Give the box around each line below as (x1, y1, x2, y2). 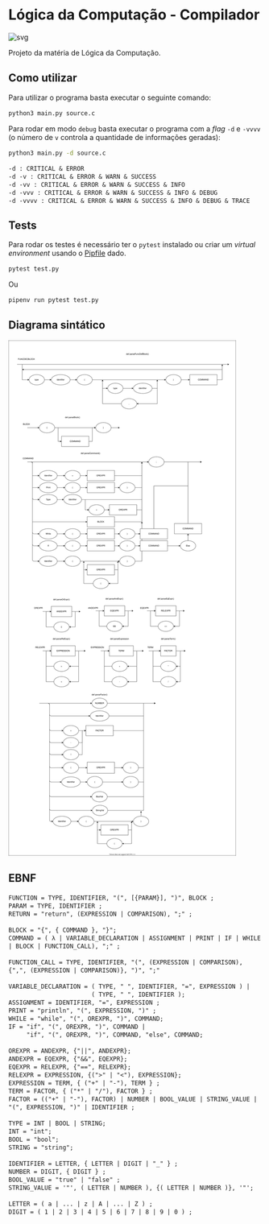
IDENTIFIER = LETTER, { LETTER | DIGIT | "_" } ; (8, 1160, 179, 1168)
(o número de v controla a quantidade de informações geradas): (8, 132, 221, 142)
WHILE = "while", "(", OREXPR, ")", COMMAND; (8, 1015, 163, 1023)
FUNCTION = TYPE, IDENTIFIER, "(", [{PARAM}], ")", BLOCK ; (8, 894, 215, 902)
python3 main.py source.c (8, 109, 95, 118)
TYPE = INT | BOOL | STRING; (8, 1119, 106, 1127)
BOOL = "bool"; (8, 1135, 60, 1143)
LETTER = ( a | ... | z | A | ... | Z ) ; (8, 1200, 153, 1208)
